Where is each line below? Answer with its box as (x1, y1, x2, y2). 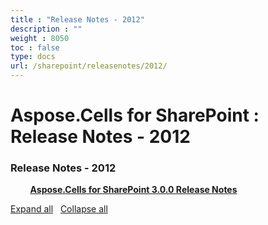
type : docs (10, 52, 56, 62)
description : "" (10, 24, 83, 34)
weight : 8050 (10, 33, 70, 43)
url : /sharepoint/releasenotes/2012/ (10, 61, 168, 71)
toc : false (10, 42, 60, 53)
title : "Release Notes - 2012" (10, 14, 145, 25)
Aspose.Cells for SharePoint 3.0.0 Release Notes (29, 184, 238, 196)
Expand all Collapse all (10, 203, 108, 215)
